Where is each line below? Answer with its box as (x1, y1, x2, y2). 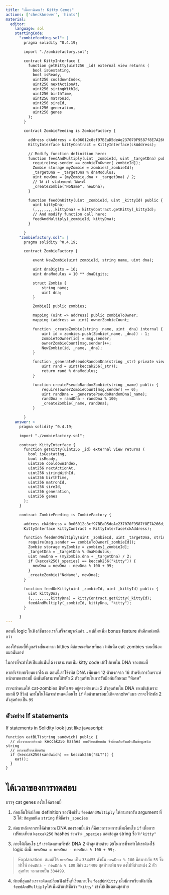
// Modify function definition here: (28, 151, 107, 156)
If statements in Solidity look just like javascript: (6, 725, 104, 731)
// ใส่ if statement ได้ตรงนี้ (32, 179, 86, 184)
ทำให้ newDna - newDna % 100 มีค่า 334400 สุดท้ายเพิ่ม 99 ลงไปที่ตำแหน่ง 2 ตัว (18, 862, 157, 868)
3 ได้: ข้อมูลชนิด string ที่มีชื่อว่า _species (13, 815, 88, 821)
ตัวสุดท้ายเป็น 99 (6, 697, 34, 703)
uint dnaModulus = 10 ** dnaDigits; (32, 271, 109, 277)
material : (6, 17, 27, 22)
